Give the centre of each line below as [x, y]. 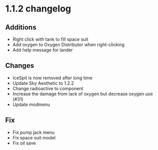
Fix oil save [24, 143]
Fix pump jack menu [33, 132]
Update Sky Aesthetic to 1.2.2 [43, 83]
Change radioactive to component [48, 88]
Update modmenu [31, 104]
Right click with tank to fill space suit [50, 39]
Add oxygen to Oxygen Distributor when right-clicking [68, 45]
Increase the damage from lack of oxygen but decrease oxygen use [83, 94]
